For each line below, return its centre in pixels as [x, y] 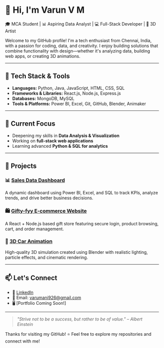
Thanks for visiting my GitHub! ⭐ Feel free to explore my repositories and [78, 334]
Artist [10, 31]
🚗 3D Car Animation [29, 241]
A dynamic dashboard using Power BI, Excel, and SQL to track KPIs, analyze [82, 193]
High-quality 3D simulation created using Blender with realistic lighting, [76, 252]
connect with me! [22, 341]
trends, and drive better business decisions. [49, 198]
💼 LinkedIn [23, 292]
